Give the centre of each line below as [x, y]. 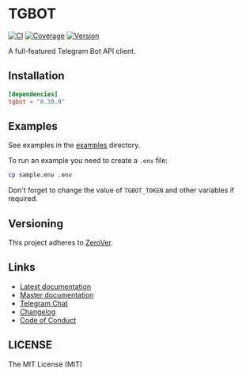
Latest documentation [55, 287]
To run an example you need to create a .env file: [88, 161]
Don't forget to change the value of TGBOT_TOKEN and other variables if [121, 190]
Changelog [38, 311]
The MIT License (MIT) [45, 364]
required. [23, 199]
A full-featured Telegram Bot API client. [72, 51]
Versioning [36, 224]
